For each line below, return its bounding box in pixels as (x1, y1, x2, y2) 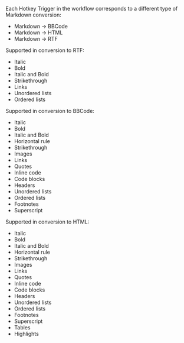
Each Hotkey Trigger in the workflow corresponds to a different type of (5, 5, 178, 12)
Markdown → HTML (14, 29, 63, 36)
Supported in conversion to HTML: (5, 218, 90, 225)
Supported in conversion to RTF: (5, 47, 84, 54)
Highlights (14, 331, 39, 337)
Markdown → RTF (14, 35, 58, 42)
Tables (14, 324, 31, 331)
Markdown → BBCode (14, 23, 68, 30)
